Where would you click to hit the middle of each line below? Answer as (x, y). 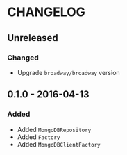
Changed (23, 58)
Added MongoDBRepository (54, 129)
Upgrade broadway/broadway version (68, 72)
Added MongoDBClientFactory (59, 144)
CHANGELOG (46, 12)
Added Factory (39, 137)
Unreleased (33, 38)
